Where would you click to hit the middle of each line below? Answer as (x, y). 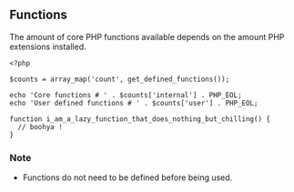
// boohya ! (41, 126)
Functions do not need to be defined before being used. (127, 177)
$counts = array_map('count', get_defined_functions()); (120, 79)
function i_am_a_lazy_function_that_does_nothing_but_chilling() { (140, 119)
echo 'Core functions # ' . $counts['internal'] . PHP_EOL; (126, 95)
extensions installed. (48, 46)
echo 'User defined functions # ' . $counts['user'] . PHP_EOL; (134, 103)
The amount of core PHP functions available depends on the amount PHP (147, 36)
